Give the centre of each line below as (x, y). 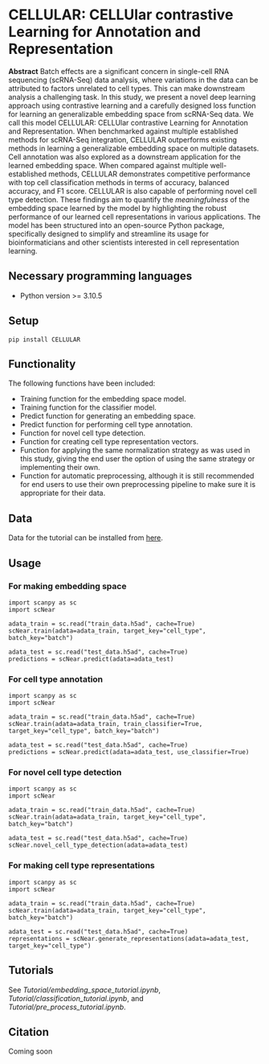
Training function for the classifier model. (88, 407)
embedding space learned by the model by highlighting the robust (118, 208)
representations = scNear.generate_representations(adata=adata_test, (129, 938)
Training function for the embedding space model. (103, 399)
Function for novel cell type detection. (83, 433)
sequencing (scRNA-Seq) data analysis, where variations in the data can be (133, 80)
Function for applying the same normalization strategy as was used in (135, 450)
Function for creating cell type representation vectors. (109, 442)
